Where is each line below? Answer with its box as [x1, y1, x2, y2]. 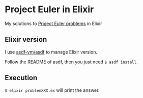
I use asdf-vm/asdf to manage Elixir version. [5, 48, 98, 55]
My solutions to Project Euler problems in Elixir [5, 20, 102, 27]
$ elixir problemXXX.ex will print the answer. [5, 87, 100, 93]
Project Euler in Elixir [5, 4, 94, 15]
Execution [5, 73, 38, 82]
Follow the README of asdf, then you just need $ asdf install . [5, 59, 138, 65]
